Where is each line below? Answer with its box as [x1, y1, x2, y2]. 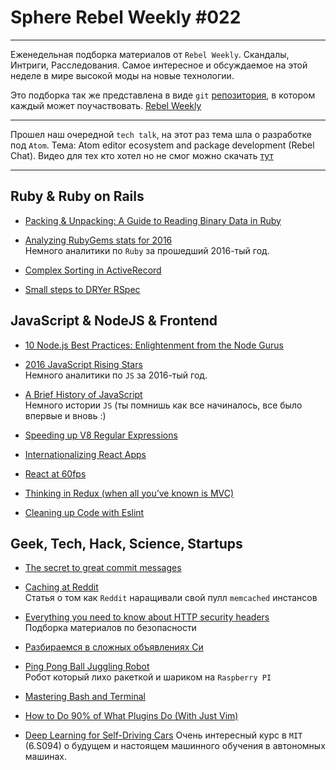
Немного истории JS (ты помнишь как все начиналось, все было [24, 399, 303, 411]
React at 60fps [24, 467, 87, 480]
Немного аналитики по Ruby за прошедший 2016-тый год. [24, 244, 270, 256]
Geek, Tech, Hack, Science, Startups [10, 535, 243, 552]
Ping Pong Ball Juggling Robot [24, 661, 150, 673]
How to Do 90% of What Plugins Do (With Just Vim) [24, 710, 239, 722]
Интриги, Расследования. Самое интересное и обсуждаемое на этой [10, 59, 308, 71]
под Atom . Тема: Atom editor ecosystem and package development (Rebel [10, 139, 315, 151]
